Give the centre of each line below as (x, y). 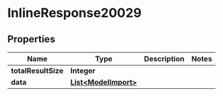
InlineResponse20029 (74, 13)
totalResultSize (37, 71)
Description (164, 59)
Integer (83, 71)
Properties (31, 39)
